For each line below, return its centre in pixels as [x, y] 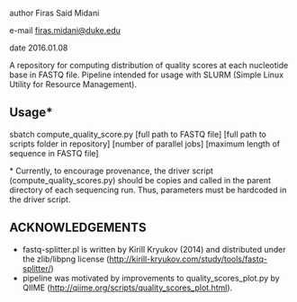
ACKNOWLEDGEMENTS [78, 228]
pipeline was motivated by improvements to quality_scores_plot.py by [151, 278]
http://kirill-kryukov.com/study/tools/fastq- [189, 259]
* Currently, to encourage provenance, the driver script [112, 171]
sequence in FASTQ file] [54, 153]
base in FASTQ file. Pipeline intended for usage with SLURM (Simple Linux [147, 75]
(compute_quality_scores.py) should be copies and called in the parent [140, 180]
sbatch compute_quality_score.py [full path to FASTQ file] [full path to [138, 134]
